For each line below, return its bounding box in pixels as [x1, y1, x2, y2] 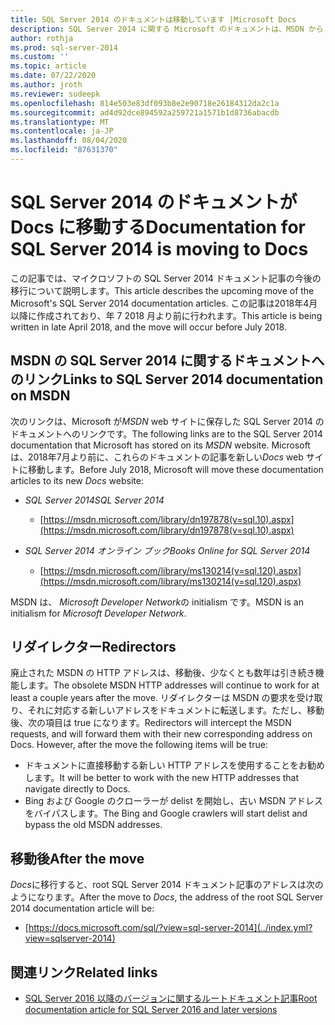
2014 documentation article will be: [10, 902, 155, 915]
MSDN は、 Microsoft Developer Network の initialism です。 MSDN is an [10, 596, 304, 608]
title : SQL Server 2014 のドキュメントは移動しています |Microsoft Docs [10, 14, 297, 25]
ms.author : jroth [10, 80, 83, 90]
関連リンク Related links [10, 964, 158, 981]
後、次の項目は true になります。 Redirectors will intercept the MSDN [10, 717, 292, 729]
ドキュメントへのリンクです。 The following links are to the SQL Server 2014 [10, 427, 323, 440]
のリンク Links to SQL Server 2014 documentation [10, 371, 324, 388]
